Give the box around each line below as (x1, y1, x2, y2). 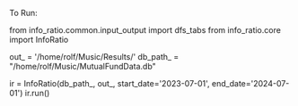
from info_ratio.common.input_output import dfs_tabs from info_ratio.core (9, 25, 281, 35)
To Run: (9, 8, 38, 18)
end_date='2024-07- (211, 78, 290, 88)
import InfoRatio (9, 35, 69, 45)
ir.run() (24, 88, 50, 98)
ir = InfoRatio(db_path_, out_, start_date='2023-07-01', (9, 78, 210, 88)
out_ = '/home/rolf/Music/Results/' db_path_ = (9, 52, 180, 61)
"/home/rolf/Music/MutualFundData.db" (9, 61, 157, 71)
